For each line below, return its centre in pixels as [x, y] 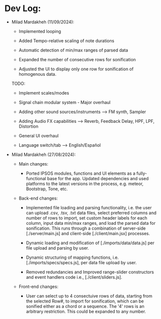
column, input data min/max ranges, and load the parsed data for [91, 223]
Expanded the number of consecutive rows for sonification [77, 59]
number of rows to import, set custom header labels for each [87, 218]
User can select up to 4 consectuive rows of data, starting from [89, 296]
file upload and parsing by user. [58, 248]
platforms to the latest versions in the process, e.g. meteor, [85, 184]
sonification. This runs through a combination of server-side [86, 228]
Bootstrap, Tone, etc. [47, 189]
